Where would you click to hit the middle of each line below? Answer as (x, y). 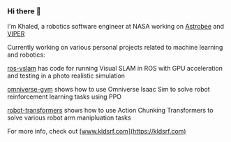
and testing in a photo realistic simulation (66, 76)
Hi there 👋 (24, 11)
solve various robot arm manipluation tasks (69, 118)
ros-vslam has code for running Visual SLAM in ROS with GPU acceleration (115, 69)
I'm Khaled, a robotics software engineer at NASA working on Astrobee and (116, 27)
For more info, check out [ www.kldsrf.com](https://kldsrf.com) (97, 132)
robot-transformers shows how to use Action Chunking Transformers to (110, 111)
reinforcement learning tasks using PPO (65, 97)
